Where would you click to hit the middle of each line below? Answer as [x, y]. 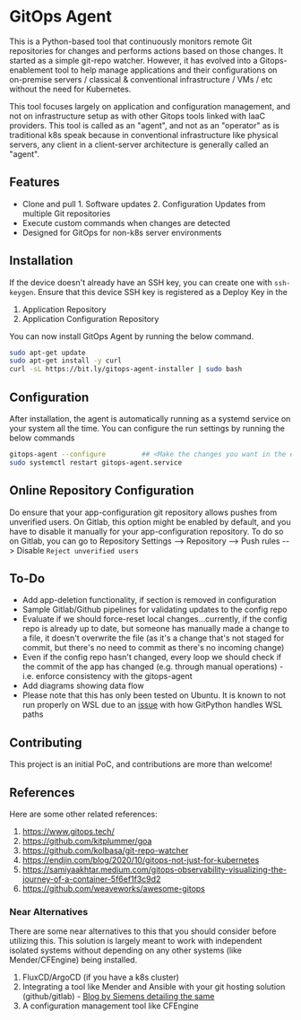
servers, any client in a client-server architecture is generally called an [139, 144]
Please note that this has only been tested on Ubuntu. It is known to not [154, 695]
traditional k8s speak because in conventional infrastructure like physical [144, 135]
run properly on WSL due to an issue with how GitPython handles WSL [152, 705]
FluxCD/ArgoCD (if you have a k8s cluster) [100, 977]
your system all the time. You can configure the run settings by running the [147, 428]
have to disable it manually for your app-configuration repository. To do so [146, 531]
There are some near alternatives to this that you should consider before [143, 931]
